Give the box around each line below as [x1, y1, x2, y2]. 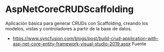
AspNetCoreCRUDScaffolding [5, 4, 134, 15]
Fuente [132, 40, 147, 46]
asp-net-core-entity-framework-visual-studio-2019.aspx [12, 40, 131, 46]
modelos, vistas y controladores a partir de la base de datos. [5, 25, 132, 31]
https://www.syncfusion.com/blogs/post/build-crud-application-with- [12, 35, 159, 41]
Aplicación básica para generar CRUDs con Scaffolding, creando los [5, 20, 148, 26]
